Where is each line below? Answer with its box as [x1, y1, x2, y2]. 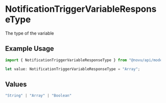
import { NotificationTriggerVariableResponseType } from [5, 58, 127, 63]
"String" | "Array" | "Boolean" [5, 93, 72, 98]
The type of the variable [5, 30, 54, 36]
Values [5, 80, 27, 88]
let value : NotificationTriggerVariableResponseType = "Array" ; [5, 67, 140, 71]
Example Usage [5, 44, 54, 53]
